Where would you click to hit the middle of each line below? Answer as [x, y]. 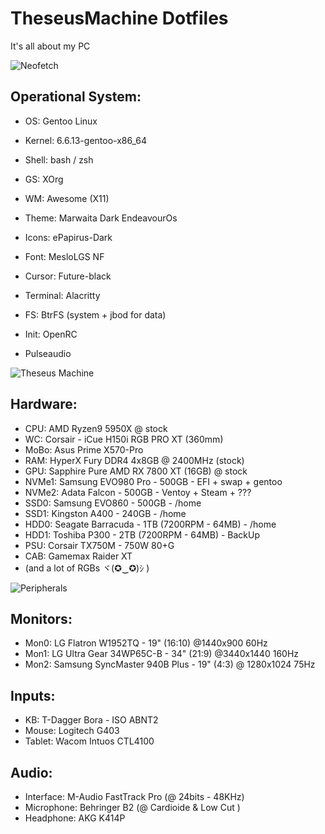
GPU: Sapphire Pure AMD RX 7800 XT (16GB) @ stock [136, 471]
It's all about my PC [50, 46]
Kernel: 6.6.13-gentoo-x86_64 [85, 140]
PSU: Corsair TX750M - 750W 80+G [99, 545]
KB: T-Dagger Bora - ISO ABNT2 [91, 720]
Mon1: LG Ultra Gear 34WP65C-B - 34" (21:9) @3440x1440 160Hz [162, 654]
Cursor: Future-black [68, 276]
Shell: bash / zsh [59, 159]
